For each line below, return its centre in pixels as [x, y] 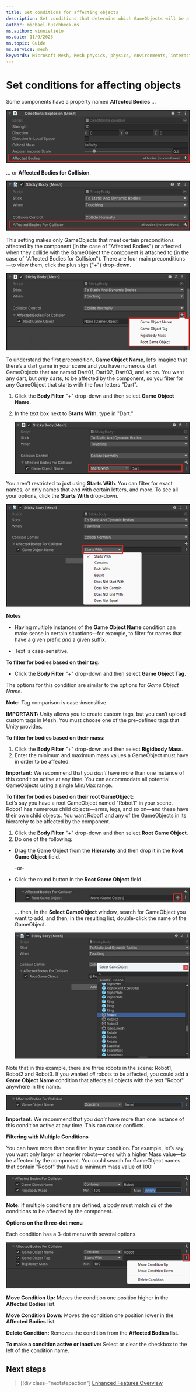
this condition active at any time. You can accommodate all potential [88, 779]
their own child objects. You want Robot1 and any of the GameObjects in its [96, 815]
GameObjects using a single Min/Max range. [59, 785]
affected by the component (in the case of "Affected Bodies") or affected [94, 247]
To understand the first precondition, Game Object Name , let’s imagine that [97, 360]
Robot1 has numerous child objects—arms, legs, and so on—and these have [97, 809]
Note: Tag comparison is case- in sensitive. [57, 702]
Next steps [26, 1369]
